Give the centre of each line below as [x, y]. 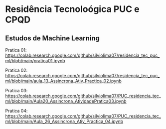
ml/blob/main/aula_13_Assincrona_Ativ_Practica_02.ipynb [64, 81]
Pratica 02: [16, 70]
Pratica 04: [16, 111]
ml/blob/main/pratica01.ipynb [35, 61]
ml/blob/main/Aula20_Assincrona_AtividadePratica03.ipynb [66, 101]
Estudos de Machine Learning [52, 38]
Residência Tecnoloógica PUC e [72, 9]
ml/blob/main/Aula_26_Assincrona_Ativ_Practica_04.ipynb [64, 121]
